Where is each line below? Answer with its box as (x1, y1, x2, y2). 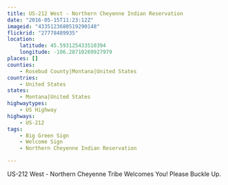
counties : (7, 61, 36, 68)
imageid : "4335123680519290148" (7, 23, 100, 30)
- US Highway (19, 106, 57, 113)
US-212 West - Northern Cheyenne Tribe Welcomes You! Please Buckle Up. (7, 170, 222, 178)
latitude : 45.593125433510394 (19, 42, 107, 49)
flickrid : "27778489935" (7, 29, 79, 37)
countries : (7, 74, 39, 81)
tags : (7, 126, 23, 133)
